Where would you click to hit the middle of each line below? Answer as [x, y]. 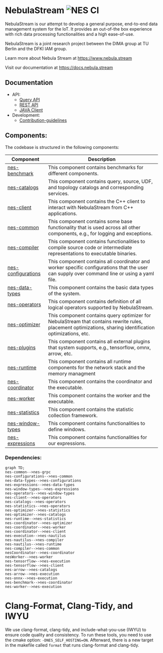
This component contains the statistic [91, 409]
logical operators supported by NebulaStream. [101, 307]
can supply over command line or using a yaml [101, 273]
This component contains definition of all [95, 301]
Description [102, 159]
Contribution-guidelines [43, 120]
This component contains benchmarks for [96, 167]
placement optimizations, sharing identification [101, 327]
